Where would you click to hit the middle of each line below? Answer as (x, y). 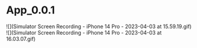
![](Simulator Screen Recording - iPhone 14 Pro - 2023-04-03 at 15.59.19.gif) (99, 26)
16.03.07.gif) (21, 39)
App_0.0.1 (30, 10)
